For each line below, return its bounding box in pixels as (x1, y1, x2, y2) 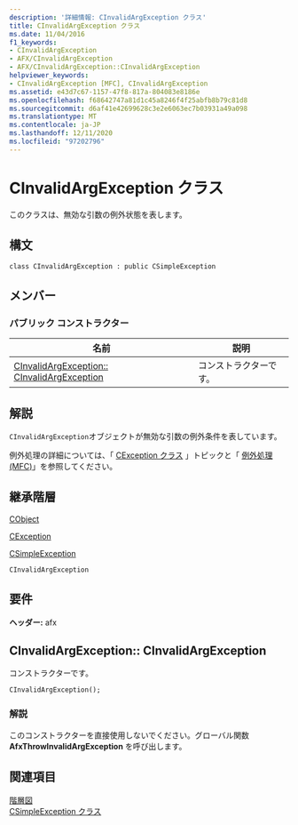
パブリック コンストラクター (9, 316, 129, 329)
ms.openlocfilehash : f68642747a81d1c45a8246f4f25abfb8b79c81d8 (9, 95, 248, 105)
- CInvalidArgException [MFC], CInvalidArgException (9, 79, 208, 88)
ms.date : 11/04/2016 (9, 29, 86, 38)
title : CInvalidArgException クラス (9, 21, 140, 30)
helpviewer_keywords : (9, 71, 90, 80)
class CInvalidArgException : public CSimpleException (9, 261, 216, 271)
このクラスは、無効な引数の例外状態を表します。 (9, 209, 188, 220)
